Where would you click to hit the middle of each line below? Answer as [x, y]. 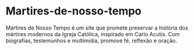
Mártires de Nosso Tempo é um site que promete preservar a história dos [97, 28]
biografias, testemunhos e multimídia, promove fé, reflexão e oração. [92, 40]
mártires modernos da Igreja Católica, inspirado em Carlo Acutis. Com [93, 34]
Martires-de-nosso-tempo [74, 11]
